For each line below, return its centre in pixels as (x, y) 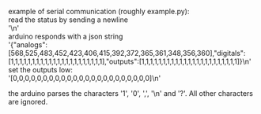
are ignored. (28, 102)
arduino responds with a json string (66, 36)
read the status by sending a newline (68, 20)
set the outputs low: (40, 70)
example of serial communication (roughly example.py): (99, 11)
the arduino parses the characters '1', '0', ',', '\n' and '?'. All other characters (130, 93)
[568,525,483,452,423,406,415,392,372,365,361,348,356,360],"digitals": (127, 53)
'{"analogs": (28, 45)
